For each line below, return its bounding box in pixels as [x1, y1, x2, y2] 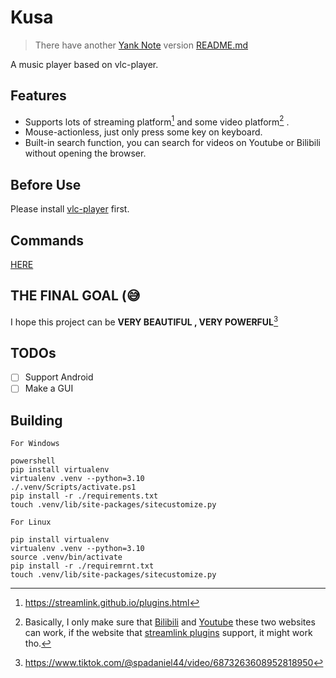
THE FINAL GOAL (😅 [10, 287, 141, 305]
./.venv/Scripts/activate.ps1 [10, 482, 137, 493]
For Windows [10, 439, 60, 449]
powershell [10, 456, 56, 466]
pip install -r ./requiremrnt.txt [10, 561, 155, 571]
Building [10, 412, 63, 429]
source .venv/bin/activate [10, 552, 123, 563]
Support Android [24, 371, 94, 383]
